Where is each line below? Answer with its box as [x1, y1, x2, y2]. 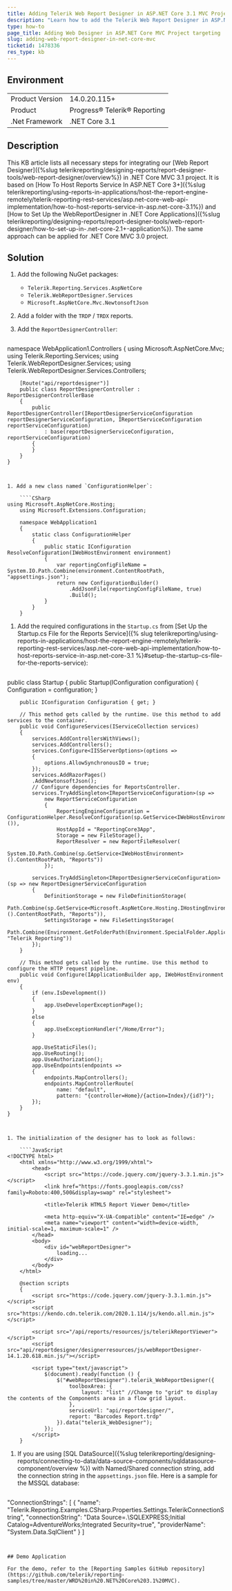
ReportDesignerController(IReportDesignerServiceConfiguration [7, 410, 193, 417]
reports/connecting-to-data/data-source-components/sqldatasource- [17, 1457, 217, 1465]
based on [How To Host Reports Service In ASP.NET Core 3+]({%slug [7, 181, 206, 189]
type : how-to [7, 23, 45, 30]
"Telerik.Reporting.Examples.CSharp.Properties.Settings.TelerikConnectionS [7, 1506, 224, 1514]
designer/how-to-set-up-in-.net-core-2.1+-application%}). [7, 224, 174, 232]
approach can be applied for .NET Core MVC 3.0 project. [7, 232, 169, 240]
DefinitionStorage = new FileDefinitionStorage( [43, 893, 187, 900]
